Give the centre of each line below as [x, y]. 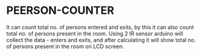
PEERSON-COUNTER [60, 11]
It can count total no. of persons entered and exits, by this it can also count [100, 27]
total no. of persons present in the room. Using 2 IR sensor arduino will [95, 33]
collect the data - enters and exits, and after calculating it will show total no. [101, 40]
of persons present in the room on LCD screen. [65, 46]
